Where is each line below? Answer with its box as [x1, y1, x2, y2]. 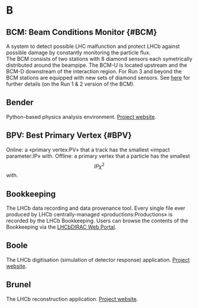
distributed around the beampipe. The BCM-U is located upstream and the [6, 61, 187, 69]
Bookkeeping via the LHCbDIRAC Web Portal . [6, 223, 116, 231]
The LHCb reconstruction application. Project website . [6, 295, 138, 302]
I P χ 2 [94, 161, 105, 170]
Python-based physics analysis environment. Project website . [6, 113, 157, 120]
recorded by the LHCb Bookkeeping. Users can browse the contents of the [6, 217, 189, 225]
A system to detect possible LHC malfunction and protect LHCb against [6, 43, 180, 50]
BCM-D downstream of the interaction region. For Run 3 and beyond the [6, 68, 182, 74]
